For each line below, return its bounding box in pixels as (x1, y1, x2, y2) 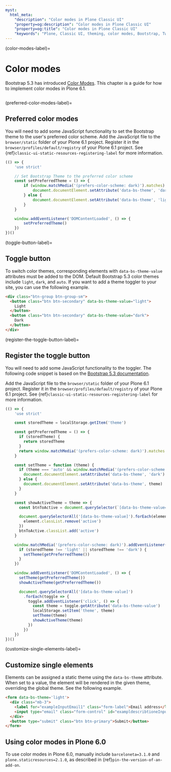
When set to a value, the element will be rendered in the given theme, (5, 680, 151, 686)
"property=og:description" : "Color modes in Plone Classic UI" (14, 21, 152, 27)
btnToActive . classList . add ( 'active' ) (18, 528, 99, 534)
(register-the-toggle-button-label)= (5, 336, 79, 343)
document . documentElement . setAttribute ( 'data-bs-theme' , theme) (23, 481, 163, 487)
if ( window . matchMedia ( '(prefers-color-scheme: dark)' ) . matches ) (23, 183, 165, 188)
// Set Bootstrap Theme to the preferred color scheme (14, 174, 133, 179)
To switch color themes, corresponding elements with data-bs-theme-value (5, 268, 163, 274)
